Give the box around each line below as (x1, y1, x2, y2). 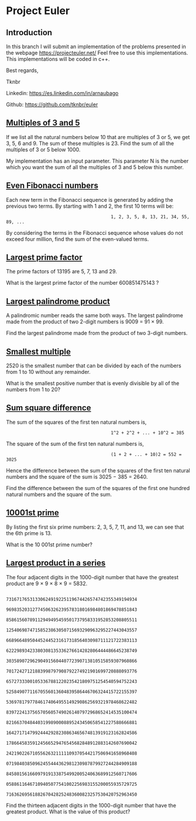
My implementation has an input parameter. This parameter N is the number (6, 157, 189, 164)
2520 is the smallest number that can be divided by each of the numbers (6, 362, 181, 369)
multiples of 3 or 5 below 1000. (6, 146, 81, 153)
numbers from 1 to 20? (6, 386, 60, 393)
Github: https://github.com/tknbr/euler (6, 101, 98, 108)
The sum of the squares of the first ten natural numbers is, (6, 418, 147, 425)
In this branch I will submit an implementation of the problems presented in (6, 43, 186, 50)
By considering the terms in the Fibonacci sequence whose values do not (6, 229, 183, 236)
